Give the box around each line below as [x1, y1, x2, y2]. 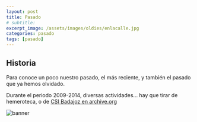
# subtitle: [6, 20, 36, 25]
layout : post [6, 8, 39, 15]
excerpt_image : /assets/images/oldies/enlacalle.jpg [6, 25, 139, 31]
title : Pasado [6, 14, 42, 20]
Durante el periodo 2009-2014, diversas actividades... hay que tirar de [6, 91, 178, 98]
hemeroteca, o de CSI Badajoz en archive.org [6, 98, 117, 105]
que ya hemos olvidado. [6, 80, 65, 87]
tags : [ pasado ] [6, 36, 44, 42]
